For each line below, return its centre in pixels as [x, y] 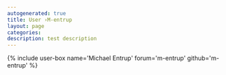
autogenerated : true [37, 13]
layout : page [26, 26]
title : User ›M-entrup [40, 20]
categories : [24, 32]
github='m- [203, 58]
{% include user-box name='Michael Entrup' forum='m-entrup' [96, 58]
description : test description [52, 39]
